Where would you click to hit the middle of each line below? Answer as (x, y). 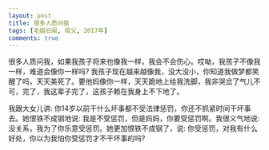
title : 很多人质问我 (39, 23)
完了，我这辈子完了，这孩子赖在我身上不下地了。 (103, 92)
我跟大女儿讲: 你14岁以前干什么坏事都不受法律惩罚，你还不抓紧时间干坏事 (130, 109)
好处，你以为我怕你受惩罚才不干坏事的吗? (77, 138)
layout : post (30, 16)
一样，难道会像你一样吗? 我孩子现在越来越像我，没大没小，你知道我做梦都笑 (134, 72)
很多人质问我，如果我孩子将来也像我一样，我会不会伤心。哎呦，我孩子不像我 (134, 61)
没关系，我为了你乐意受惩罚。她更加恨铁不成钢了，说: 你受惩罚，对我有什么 (133, 128)
